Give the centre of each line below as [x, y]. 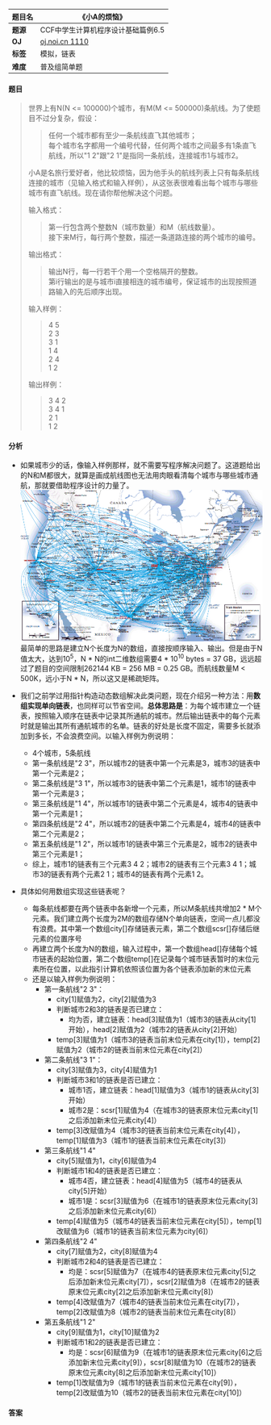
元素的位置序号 [57, 939]
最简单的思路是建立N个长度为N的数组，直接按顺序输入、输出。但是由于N [141, 648]
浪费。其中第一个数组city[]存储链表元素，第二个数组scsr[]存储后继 [150, 929]
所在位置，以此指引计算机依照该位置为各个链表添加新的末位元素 [145, 969]
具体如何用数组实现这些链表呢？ [73, 892]
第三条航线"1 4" [70, 1151]
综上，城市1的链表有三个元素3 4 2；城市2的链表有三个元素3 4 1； [141, 864]
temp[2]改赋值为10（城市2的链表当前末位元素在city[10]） [151, 1393]
